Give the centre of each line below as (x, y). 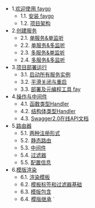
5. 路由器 (22, 126)
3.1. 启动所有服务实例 (45, 74)
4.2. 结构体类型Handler (48, 111)
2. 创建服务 (24, 30)
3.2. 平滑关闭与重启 (43, 82)
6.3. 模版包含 (36, 192)
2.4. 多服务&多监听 (43, 60)
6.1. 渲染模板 (35, 177)
